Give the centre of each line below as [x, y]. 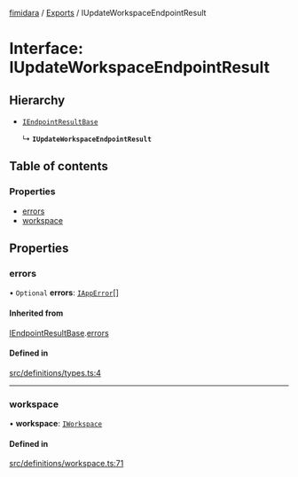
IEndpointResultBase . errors [59, 332]
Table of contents [59, 166]
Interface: [47, 49]
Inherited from [36, 313]
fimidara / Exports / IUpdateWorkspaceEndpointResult [108, 13]
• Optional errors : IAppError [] [64, 293]
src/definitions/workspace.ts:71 [67, 464]
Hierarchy [37, 100]
